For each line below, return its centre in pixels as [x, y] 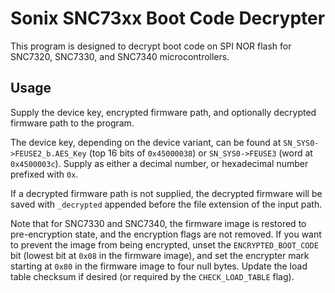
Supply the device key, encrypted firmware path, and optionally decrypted [163, 112]
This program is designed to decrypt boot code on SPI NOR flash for [151, 46]
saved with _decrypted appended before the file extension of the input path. [166, 204]
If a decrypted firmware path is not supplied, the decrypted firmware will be [166, 193]
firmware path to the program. [72, 123]
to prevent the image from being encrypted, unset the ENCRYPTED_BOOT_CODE [164, 244]
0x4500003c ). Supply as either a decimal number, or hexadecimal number [159, 163]
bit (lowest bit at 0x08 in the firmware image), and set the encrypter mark [160, 255]
